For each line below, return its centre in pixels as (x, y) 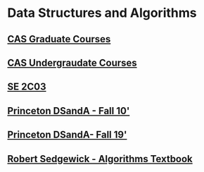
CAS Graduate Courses (59, 39)
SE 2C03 (27, 87)
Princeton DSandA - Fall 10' (69, 111)
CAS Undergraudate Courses (72, 62)
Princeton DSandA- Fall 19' (67, 135)
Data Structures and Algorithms (102, 13)
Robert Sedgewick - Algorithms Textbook (100, 159)
